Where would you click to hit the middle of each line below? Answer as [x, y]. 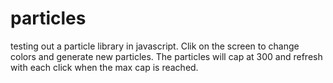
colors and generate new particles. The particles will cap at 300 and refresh [166, 56]
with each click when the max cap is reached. [104, 67]
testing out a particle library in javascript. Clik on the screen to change [155, 46]
